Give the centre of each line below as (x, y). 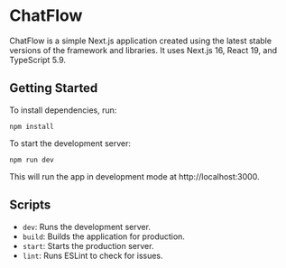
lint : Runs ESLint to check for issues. (93, 255)
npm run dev (32, 160)
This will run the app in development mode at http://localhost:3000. (134, 176)
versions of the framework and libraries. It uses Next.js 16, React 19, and (143, 50)
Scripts (30, 205)
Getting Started (54, 88)
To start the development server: (70, 143)
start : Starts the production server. (88, 245)
